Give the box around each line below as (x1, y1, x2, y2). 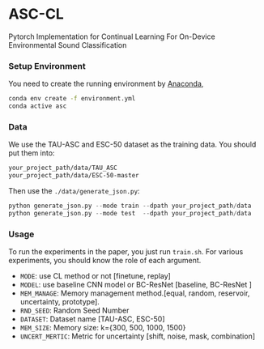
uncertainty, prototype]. (19, 297, 100, 307)
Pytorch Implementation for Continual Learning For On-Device (8, 32, 216, 41)
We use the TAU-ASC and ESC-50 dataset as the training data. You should (8, 139, 257, 150)
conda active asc (8, 102, 67, 110)
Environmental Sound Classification (8, 40, 127, 49)
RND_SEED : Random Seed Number (19, 305, 130, 316)
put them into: (8, 148, 55, 158)
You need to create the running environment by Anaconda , (8, 79, 204, 89)
